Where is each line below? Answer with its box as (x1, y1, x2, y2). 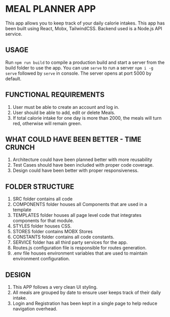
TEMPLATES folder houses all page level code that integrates (12, 212, 142, 218)
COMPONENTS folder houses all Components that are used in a (12, 201, 147, 208)
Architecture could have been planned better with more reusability (12, 156, 152, 163)
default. (5, 75, 22, 82)
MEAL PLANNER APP (5, 3, 96, 15)
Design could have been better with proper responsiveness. (12, 167, 139, 174)
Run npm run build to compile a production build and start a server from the (5, 59, 165, 65)
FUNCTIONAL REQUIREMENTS (5, 90, 105, 99)
